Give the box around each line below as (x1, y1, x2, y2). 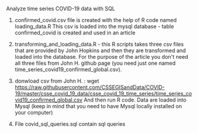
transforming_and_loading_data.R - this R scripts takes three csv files (14, 41, 184, 47)
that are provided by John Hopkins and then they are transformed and (14, 47, 186, 54)
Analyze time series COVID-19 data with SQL (6, 5, 116, 12)
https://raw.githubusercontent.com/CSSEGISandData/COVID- (14, 84, 165, 91)
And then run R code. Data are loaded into (84, 96, 187, 103)
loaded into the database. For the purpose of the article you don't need (14, 53, 189, 60)
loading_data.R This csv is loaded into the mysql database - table (14, 23, 174, 30)
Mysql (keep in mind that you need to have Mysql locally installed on (14, 103, 182, 109)
